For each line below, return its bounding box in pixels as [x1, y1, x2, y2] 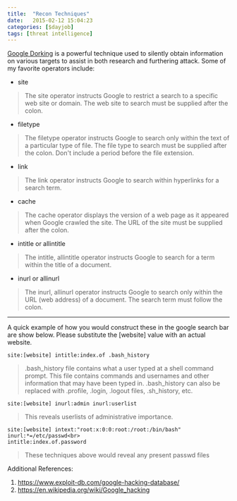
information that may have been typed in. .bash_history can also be [24, 379, 221, 388]
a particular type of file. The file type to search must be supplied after [24, 142, 227, 150]
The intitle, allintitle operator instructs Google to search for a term [24, 253, 215, 261]
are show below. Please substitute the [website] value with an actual [7, 330, 206, 339]
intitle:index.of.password [7, 438, 87, 446]
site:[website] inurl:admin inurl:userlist [7, 400, 138, 407]
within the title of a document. [24, 261, 111, 269]
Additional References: [7, 464, 73, 473]
